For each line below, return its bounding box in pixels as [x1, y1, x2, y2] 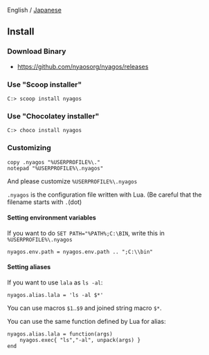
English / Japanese [7, 6, 62, 14]
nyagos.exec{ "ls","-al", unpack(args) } [19, 336, 140, 343]
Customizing [7, 143, 51, 153]
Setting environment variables [7, 214, 97, 222]
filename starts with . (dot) [7, 197, 82, 206]
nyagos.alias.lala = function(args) [7, 330, 113, 338]
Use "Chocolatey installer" [7, 111, 100, 120]
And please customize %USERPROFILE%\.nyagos [7, 176, 138, 185]
